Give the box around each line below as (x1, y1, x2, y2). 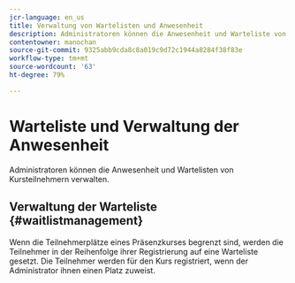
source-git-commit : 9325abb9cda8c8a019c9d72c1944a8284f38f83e (9, 46, 243, 55)
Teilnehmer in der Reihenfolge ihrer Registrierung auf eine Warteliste (9, 246, 259, 256)
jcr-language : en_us (9, 12, 86, 22)
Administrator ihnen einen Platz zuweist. (9, 264, 156, 275)
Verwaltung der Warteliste (9, 200, 157, 215)
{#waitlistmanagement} (9, 213, 144, 228)
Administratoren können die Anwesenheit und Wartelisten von (9, 164, 234, 175)
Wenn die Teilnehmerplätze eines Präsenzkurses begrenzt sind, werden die (9, 236, 284, 248)
